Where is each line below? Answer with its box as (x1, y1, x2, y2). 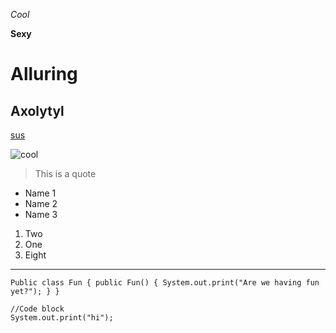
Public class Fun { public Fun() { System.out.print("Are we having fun (10, 278, 320, 288)
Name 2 (24, 198, 58, 209)
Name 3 (24, 209, 58, 220)
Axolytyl (10, 102, 65, 119)
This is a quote (34, 168, 97, 179)
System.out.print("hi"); (10, 313, 114, 323)
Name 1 (24, 187, 57, 199)
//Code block (10, 304, 65, 314)
